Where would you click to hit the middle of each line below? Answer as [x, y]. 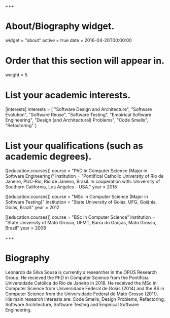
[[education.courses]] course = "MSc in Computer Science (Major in [77, 196]
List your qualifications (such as [74, 146]
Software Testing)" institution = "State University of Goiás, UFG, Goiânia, [81, 202]
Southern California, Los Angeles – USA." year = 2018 [61, 187]
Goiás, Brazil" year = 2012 [32, 207]
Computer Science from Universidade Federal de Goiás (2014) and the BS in [85, 288]
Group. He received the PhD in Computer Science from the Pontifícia [77, 277]
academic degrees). [48, 156]
